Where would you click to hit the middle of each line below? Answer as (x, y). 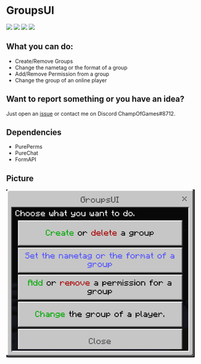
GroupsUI (31, 10)
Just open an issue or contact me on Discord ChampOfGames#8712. (91, 113)
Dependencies (34, 132)
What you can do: (40, 46)
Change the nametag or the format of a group (71, 67)
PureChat (27, 153)
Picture (20, 178)
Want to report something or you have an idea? (95, 99)
